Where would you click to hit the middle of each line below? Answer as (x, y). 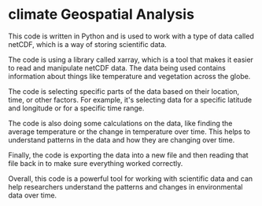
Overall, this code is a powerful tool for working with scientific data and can (131, 179)
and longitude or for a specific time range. (76, 108)
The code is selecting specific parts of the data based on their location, (124, 91)
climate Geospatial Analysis (101, 14)
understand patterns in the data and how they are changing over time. (122, 139)
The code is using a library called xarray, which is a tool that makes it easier (131, 60)
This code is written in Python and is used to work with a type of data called (131, 36)
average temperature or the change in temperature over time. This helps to (129, 132)
